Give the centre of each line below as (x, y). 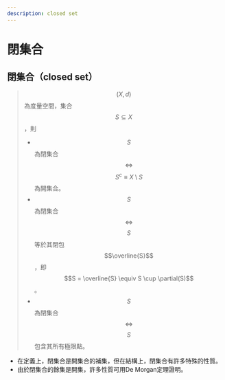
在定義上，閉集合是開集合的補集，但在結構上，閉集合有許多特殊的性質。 (119, 361)
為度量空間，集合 (48, 105)
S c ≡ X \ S (129, 176)
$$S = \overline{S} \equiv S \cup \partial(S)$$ (129, 278)
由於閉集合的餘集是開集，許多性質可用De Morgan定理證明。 (102, 370)
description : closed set (43, 13)
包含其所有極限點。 (61, 346)
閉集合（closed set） (52, 77)
